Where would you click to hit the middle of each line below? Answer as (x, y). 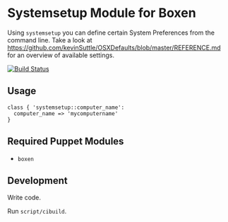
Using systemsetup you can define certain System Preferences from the (111, 33)
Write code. (24, 198)
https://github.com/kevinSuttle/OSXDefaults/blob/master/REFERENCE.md (114, 47)
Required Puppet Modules (66, 142)
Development (38, 181)
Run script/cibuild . (37, 211)
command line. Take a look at (50, 40)
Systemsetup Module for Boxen (102, 13)
